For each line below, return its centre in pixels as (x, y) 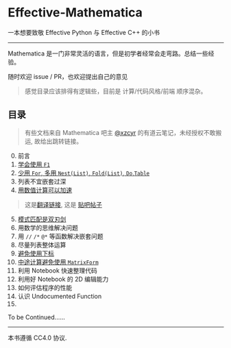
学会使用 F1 (34, 164)
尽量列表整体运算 (42, 245)
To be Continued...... (37, 317)
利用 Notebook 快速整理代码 (58, 270)
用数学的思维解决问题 (48, 227)
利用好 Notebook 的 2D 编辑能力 (63, 279)
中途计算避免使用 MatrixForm (58, 262)
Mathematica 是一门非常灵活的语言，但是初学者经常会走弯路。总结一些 (108, 53)
